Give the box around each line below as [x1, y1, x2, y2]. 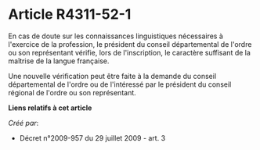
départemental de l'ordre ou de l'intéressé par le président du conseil [8, 80, 232, 89]
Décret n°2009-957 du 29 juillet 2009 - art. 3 [19, 133, 166, 142]
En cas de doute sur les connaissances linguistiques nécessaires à [8, 31, 223, 41]
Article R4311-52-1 [8, 5, 132, 23]
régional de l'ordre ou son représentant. [8, 87, 137, 97]
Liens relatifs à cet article [8, 103, 92, 112]
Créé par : [8, 118, 39, 127]
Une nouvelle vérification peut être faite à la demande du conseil [8, 71, 217, 80]
